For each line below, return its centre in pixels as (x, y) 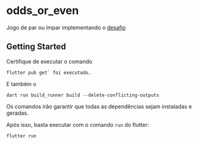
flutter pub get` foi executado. (49, 73)
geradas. (17, 113)
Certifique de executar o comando (49, 61)
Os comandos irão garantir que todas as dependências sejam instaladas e (99, 106)
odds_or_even (43, 11)
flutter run (21, 136)
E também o (21, 84)
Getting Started (36, 47)
